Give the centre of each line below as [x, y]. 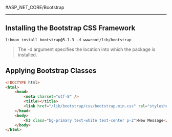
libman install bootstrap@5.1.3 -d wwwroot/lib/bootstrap [68, 40]
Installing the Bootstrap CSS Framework [70, 28]
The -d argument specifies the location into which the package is [87, 49]
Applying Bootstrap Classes [51, 71]
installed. [27, 54]
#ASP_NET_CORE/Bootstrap [35, 7]
